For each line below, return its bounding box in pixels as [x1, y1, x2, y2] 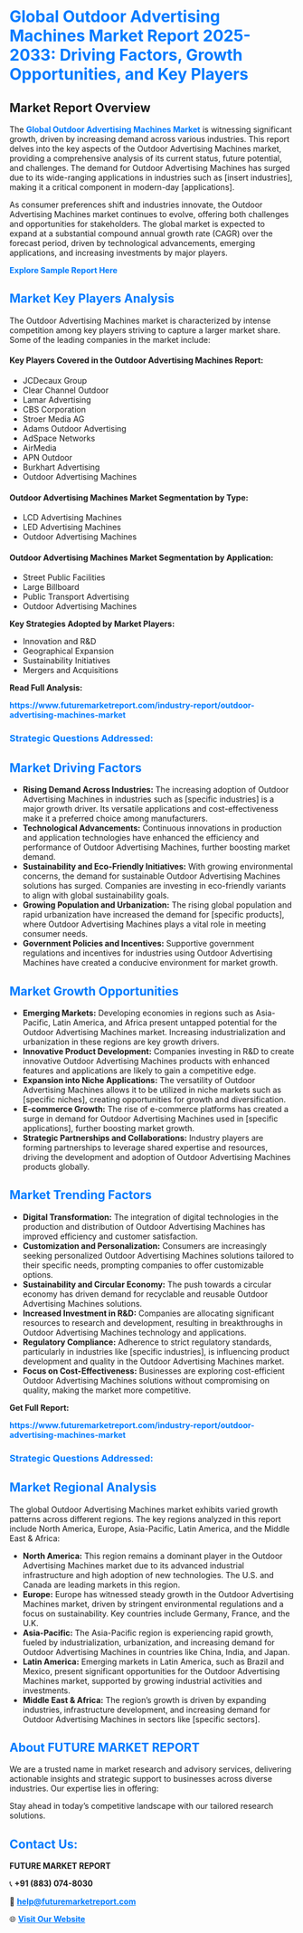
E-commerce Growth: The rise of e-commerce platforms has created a [22, 1103, 289, 1114]
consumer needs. [22, 928, 89, 939]
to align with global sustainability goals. [22, 890, 170, 901]
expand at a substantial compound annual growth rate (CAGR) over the [9, 228, 273, 239]
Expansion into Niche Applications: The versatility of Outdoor [22, 1074, 256, 1085]
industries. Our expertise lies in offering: [9, 1783, 159, 1794]
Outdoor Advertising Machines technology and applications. [22, 1327, 247, 1338]
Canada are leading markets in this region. [22, 1579, 181, 1590]
